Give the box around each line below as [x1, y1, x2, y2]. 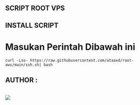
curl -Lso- [5, 58, 28, 63]
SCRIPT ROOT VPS [5, 4, 65, 13]
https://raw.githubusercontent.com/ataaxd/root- [30, 58, 134, 63]
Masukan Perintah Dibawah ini [5, 41, 135, 52]
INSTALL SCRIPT [5, 21, 59, 30]
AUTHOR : [5, 76, 38, 84]
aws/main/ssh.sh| [5, 62, 42, 67]
